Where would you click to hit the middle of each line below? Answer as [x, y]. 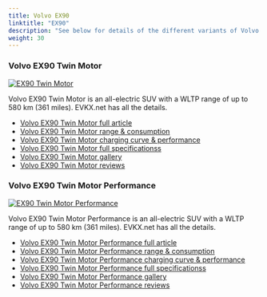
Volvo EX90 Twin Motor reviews [72, 165]
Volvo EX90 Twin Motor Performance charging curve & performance [132, 259]
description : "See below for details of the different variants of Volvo [134, 30]
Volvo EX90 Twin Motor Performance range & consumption [117, 251]
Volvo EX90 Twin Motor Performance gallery [93, 276]
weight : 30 [26, 38]
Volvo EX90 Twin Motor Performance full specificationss [113, 267]
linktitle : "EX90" [39, 23]
